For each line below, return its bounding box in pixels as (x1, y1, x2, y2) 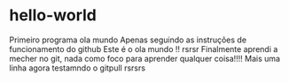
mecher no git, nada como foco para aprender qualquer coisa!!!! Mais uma (9, 53, 281, 63)
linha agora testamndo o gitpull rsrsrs (9, 63, 146, 73)
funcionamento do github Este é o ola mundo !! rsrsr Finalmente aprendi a (9, 43, 278, 54)
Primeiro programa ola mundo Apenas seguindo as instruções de (9, 34, 246, 45)
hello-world (9, 5, 98, 26)
